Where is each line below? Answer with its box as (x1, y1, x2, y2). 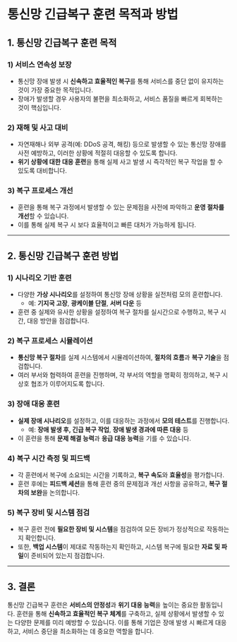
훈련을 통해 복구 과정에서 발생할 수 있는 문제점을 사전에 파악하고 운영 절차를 (17, 203, 224, 211)
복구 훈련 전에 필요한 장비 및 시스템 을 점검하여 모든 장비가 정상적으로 (17, 525, 205, 533)
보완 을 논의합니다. (30, 488, 80, 497)
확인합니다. (25, 533, 56, 543)
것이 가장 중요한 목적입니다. (17, 85, 94, 94)
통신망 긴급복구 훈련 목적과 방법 (7, 6, 178, 23)
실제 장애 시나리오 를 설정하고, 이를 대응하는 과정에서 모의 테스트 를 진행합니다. (17, 416, 230, 425)
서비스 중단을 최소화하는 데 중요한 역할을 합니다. (22, 627, 154, 636)
